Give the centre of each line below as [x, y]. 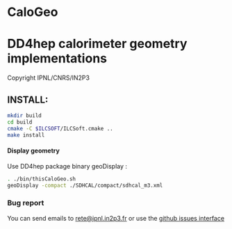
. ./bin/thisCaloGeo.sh [42, 179]
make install [26, 135]
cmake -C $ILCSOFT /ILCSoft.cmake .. [60, 128]
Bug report [26, 203]
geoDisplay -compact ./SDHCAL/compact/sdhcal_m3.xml [85, 185]
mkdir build [24, 115]
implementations [57, 59]
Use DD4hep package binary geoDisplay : [67, 166]
